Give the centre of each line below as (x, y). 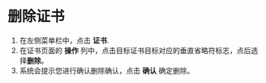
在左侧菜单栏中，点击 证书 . (64, 40)
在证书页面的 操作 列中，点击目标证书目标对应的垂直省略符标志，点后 (135, 50)
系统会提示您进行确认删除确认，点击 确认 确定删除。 (107, 70)
